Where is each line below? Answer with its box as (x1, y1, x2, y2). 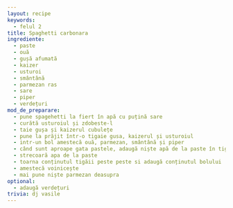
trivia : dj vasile (7, 191, 60, 198)
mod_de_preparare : (7, 107, 60, 114)
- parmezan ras (13, 81, 58, 88)
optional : (7, 177, 36, 184)
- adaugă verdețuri (13, 184, 70, 191)
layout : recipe (7, 10, 51, 17)
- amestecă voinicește (13, 164, 79, 172)
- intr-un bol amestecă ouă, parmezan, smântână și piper (13, 139, 185, 146)
